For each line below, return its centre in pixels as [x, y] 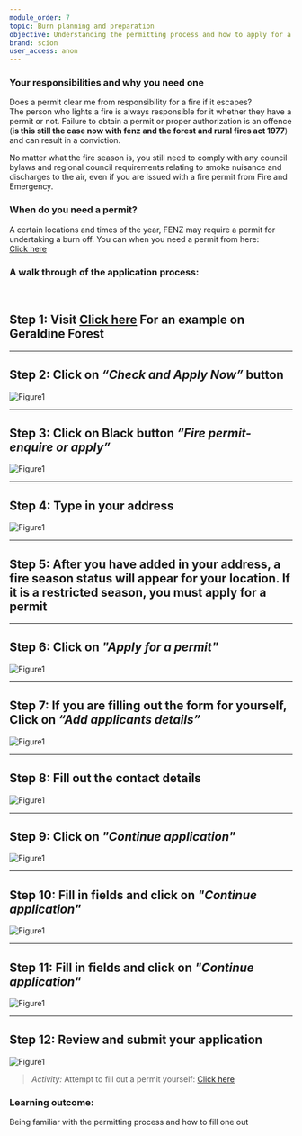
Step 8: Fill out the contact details [106, 778]
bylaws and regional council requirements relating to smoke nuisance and [146, 167]
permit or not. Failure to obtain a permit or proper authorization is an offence [151, 122]
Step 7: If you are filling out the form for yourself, [148, 706]
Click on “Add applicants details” [105, 720]
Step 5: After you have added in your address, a [145, 564]
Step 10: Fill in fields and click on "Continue [133, 895]
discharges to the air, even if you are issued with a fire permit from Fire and [148, 177]
